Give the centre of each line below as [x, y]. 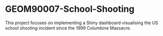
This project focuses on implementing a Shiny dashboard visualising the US [82, 23]
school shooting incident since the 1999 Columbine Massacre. [68, 28]
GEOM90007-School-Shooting [70, 9]
